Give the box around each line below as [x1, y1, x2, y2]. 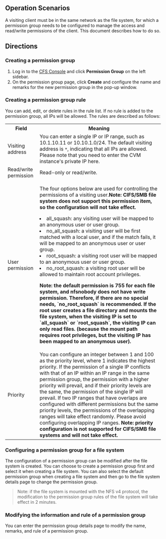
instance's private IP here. [39, 157, 100, 164]
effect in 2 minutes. [17, 499, 57, 505]
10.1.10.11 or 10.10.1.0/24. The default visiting [39, 139, 152, 146]
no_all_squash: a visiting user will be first [46, 227, 141, 234]
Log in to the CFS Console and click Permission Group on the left [12, 68, 146, 74]
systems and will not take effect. [39, 432, 118, 439]
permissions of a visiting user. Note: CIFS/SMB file [39, 191, 157, 198]
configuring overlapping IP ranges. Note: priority [39, 419, 153, 426]
